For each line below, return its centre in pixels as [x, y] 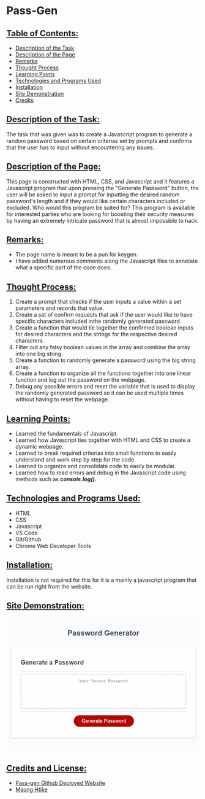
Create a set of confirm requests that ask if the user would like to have [104, 315]
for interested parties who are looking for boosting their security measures [100, 214]
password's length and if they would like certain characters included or [96, 201]
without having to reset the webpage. [62, 399]
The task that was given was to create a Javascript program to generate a [99, 134]
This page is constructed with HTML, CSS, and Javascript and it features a [100, 181]
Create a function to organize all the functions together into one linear [103, 373]
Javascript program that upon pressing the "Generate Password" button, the [102, 188]
